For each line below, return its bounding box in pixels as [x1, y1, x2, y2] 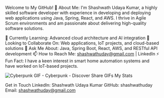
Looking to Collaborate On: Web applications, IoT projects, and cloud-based [5, 40, 159, 46]
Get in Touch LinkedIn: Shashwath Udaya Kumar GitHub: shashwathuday [5, 82, 153, 88]
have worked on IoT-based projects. [5, 63, 78, 69]
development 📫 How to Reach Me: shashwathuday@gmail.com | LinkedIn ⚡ [5, 51, 160, 56]
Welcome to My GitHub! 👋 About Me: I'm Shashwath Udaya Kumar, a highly [5, 5, 158, 10]
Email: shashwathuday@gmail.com [5, 87, 76, 93]
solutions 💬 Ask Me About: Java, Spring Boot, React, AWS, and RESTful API [5, 46, 158, 51]
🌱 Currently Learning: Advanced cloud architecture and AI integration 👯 [5, 35, 150, 41]
